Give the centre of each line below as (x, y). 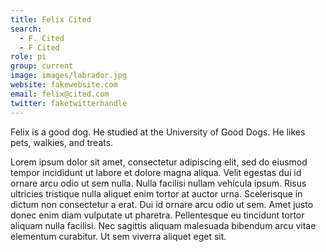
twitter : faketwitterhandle (69, 103)
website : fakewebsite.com (64, 85)
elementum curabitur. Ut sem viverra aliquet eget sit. (118, 236)
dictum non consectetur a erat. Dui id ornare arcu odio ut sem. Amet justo (162, 204)
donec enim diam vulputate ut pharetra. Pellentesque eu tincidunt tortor (157, 215)
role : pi (28, 57)
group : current (42, 66)
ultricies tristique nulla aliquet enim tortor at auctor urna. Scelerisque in (156, 193)
